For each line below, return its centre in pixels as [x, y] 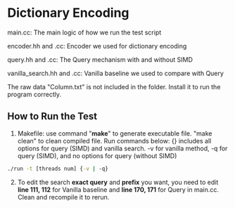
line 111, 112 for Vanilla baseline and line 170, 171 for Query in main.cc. [118, 189]
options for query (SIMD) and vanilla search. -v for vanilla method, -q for [122, 148]
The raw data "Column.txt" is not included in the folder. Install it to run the [114, 86]
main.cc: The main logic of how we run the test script [84, 32]
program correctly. [34, 94]
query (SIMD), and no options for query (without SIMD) [97, 155]
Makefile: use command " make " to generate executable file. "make [115, 133]
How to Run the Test [52, 116]
